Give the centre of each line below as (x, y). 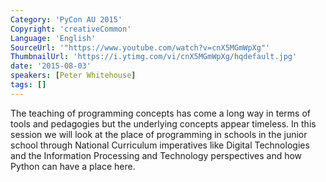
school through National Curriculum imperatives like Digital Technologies (160, 145)
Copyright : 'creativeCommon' (71, 29)
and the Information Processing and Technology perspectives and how (156, 155)
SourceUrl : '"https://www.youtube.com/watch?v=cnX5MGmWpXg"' (140, 47)
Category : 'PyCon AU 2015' (66, 19)
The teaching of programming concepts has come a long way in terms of (160, 113)
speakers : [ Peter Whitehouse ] (73, 76)
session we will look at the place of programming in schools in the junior (159, 134)
